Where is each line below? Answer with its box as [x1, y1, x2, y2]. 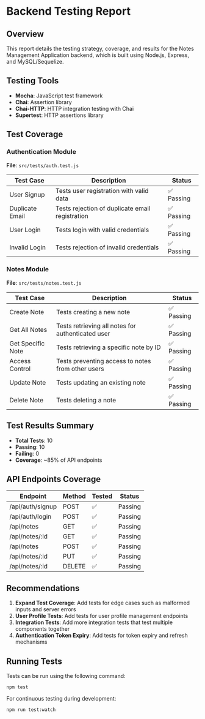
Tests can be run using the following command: [6, 672, 126, 680]
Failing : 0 [15, 450, 40, 457]
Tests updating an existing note [56, 378, 146, 386]
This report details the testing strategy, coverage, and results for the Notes [6, 45, 194, 52]
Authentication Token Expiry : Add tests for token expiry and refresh [15, 632, 188, 639]
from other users [56, 364, 105, 373]
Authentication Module [6, 148, 76, 156]
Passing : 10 [15, 443, 45, 451]
